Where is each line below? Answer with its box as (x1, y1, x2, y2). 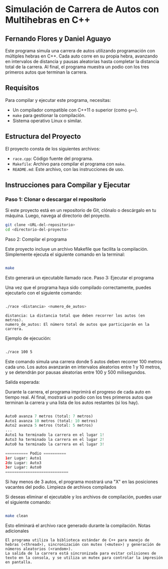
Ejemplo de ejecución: (5, 335, 51, 341)
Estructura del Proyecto (5, 132, 81, 141)
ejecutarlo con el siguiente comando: (5, 290, 82, 296)
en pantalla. (5, 560, 33, 565)
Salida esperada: (5, 379, 40, 385)
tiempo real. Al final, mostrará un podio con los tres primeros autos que (5, 394, 153, 400)
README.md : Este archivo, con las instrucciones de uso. (12, 166, 124, 172)
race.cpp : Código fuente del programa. (12, 155, 93, 161)
